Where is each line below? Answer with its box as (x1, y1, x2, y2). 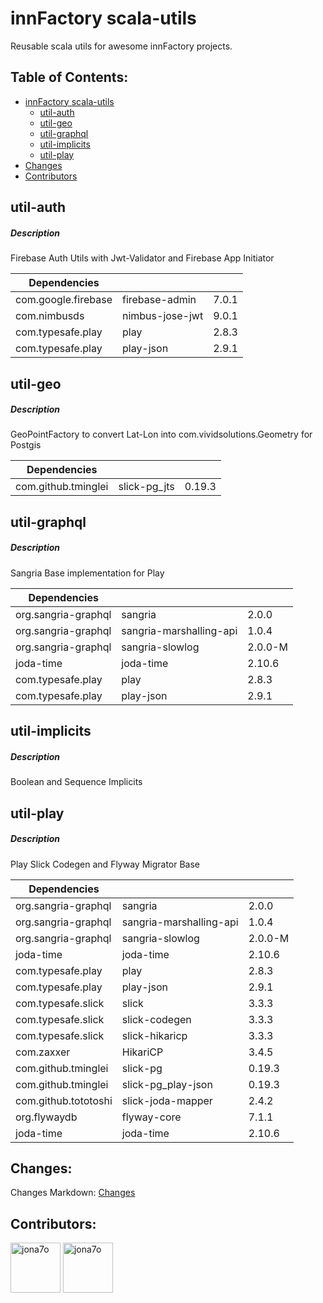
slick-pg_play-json (121, 1077, 213, 1091)
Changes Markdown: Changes (10, 1187, 136, 1199)
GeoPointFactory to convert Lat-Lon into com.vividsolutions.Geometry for (10, 428, 313, 441)
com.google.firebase (15, 293, 113, 307)
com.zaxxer (15, 1045, 71, 1059)
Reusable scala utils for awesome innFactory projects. (10, 40, 233, 52)
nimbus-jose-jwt (121, 309, 204, 323)
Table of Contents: (10, 69, 129, 86)
